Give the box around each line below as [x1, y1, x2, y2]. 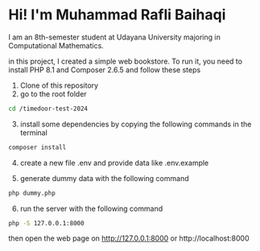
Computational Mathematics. [8, 40, 105, 50]
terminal [19, 127, 48, 138]
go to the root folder [19, 88, 87, 98]
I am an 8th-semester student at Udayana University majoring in [8, 32, 221, 42]
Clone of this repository [19, 80, 99, 90]
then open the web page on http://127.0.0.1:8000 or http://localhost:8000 [8, 233, 250, 243]
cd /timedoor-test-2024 [8, 105, 89, 113]
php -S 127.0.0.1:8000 [8, 219, 85, 227]
